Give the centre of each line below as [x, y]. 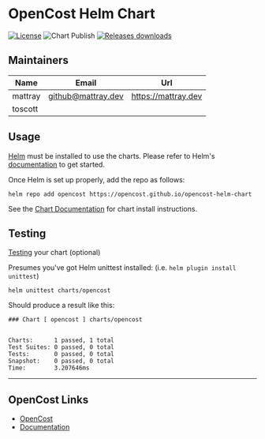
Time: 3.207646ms [49, 368]
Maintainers [39, 60]
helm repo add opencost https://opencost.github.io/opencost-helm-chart [130, 194]
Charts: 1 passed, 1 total [61, 340]
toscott [25, 109]
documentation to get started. [56, 164]
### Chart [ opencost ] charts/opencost [76, 320]
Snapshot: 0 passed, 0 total [61, 361]
